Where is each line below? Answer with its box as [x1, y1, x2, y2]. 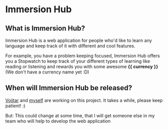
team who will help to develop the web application [5, 118, 111, 124]
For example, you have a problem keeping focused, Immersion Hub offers [5, 53, 160, 59]
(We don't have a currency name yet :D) [5, 69, 89, 75]
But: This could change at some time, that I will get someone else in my [5, 112, 155, 118]
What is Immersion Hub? [5, 24, 85, 33]
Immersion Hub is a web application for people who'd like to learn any [5, 37, 152, 43]
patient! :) [5, 102, 26, 109]
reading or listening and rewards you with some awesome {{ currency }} [5, 64, 158, 69]
